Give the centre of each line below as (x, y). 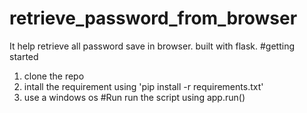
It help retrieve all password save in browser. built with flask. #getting (152, 46)
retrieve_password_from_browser (153, 18)
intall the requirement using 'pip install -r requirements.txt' (143, 86)
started (24, 56)
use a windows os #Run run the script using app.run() (134, 97)
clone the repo (54, 76)
